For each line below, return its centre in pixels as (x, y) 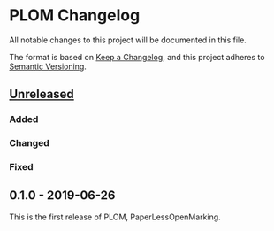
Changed (30, 143)
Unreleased (42, 94)
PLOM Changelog (75, 15)
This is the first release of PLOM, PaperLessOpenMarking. (115, 217)
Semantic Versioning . (48, 66)
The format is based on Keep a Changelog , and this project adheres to (137, 57)
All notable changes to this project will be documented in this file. (128, 40)
